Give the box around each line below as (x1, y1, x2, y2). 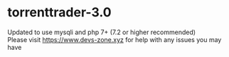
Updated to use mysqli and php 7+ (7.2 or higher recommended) (7, 28, 196, 36)
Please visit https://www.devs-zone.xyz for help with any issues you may (7, 35, 222, 43)
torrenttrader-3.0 (7, 4, 112, 21)
